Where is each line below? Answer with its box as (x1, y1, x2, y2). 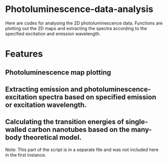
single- (125, 117, 148, 126)
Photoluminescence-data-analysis (5, 3, 153, 15)
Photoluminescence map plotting (5, 68, 111, 76)
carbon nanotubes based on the (28, 125, 130, 134)
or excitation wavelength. (5, 100, 87, 109)
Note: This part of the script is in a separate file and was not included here (5, 146, 159, 152)
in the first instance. (5, 151, 47, 158)
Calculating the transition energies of (5, 117, 124, 126)
